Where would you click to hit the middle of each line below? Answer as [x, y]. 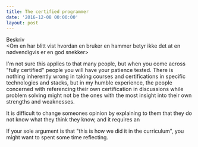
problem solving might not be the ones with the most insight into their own [99, 95]
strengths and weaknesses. [41, 102]
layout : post [22, 23]
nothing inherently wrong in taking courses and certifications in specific [96, 76]
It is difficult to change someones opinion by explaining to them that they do [99, 113]
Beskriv [15, 40]
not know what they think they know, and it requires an [73, 120]
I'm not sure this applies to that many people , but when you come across [96, 64]
